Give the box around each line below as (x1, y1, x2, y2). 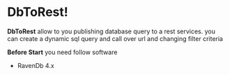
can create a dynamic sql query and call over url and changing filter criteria (7, 34, 223, 42)
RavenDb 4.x (17, 61, 54, 69)
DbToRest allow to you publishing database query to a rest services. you (7, 27, 216, 35)
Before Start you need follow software (7, 48, 118, 56)
